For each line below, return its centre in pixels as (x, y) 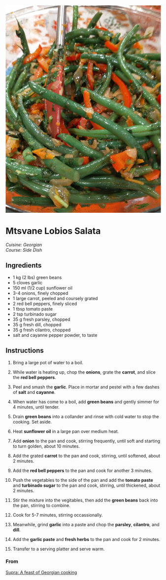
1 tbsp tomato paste (33, 309)
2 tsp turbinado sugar (35, 314)
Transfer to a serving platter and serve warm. (59, 549)
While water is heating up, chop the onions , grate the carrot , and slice (84, 372)
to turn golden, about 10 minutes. (46, 446)
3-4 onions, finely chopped (40, 293)
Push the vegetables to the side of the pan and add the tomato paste (83, 480)
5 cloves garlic (28, 282)
